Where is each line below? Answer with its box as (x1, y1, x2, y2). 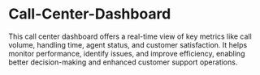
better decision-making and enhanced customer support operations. (8, 57, 238, 67)
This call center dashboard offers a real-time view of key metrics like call (8, 31, 252, 41)
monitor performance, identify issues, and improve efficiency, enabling (8, 48, 245, 58)
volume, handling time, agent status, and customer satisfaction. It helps (8, 40, 248, 49)
